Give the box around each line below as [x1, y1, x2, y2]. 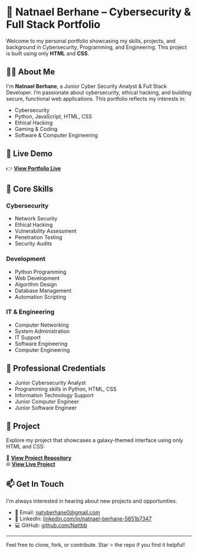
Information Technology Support [14, 391, 94, 398]
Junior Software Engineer [14, 404, 77, 411]
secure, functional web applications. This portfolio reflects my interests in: [6, 95, 186, 102]
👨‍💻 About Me [6, 67, 55, 77]
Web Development [14, 274, 60, 282]
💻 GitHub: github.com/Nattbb [14, 522, 87, 529]
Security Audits [14, 240, 52, 247]
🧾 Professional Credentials [6, 364, 106, 374]
